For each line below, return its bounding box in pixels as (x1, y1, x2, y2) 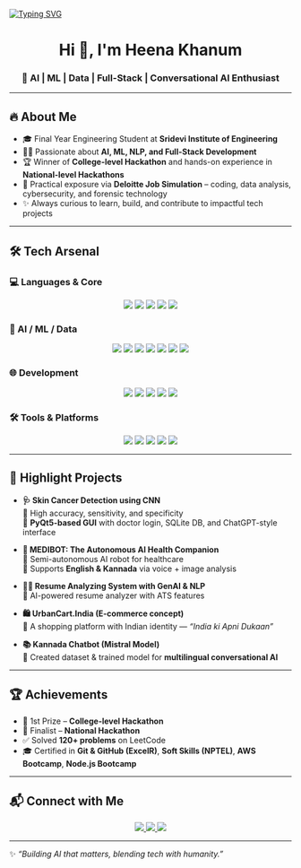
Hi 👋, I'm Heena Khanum (58, 40, 243, 60)
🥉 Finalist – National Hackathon (21, 725, 141, 735)
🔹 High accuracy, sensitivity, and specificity (21, 508, 184, 518)
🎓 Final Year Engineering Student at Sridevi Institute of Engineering (21, 134, 278, 144)
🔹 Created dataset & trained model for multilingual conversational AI (21, 651, 279, 663)
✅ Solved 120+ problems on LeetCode (21, 734, 166, 745)
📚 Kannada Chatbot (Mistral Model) (21, 638, 160, 649)
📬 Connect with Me (9, 794, 124, 809)
